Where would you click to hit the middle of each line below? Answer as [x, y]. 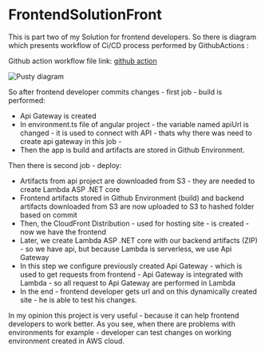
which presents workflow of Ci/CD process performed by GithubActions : [129, 45]
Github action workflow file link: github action [83, 61]
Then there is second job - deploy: [65, 165]
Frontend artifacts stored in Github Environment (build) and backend [132, 198]
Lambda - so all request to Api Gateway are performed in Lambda [127, 282]
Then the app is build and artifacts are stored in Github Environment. [132, 150]
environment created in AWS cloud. [67, 341]
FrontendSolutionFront [85, 15]
